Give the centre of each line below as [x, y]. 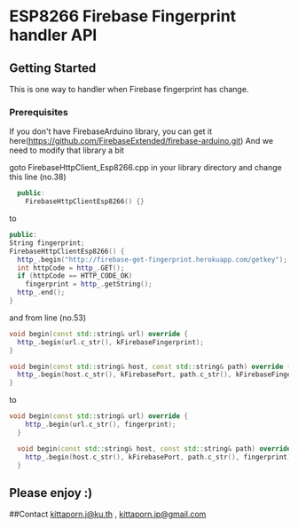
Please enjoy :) [51, 493]
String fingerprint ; [47, 243]
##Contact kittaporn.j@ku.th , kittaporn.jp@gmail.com [108, 514]
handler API [53, 35]
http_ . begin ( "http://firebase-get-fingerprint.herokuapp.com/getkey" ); [153, 259]
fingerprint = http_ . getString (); [89, 284]
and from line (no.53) [48, 318]
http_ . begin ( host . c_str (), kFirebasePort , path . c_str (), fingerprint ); [160, 457]
